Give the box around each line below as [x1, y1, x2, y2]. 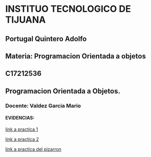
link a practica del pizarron [5, 146, 61, 152]
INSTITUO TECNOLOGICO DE [5, 3, 132, 15]
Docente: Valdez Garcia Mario [5, 102, 81, 109]
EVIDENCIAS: [5, 115, 35, 121]
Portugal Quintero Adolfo [5, 34, 87, 43]
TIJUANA [5, 14, 46, 26]
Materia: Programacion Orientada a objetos [5, 52, 146, 61]
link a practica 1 [5, 126, 38, 132]
